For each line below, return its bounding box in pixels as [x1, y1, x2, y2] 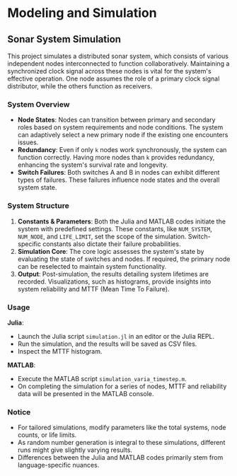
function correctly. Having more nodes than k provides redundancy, [17, 153, 215, 162]
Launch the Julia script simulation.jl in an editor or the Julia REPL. [17, 332, 215, 340]
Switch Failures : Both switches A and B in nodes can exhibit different [17, 168, 220, 177]
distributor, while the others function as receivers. [7, 82, 153, 90]
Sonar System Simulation [7, 33, 122, 45]
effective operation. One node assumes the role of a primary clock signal [7, 74, 220, 83]
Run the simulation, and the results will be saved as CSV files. [17, 339, 197, 348]
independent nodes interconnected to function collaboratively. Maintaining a [7, 59, 230, 68]
